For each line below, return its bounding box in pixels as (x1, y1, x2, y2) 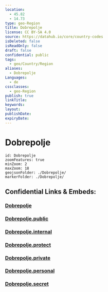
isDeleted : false (5, 39, 40, 44)
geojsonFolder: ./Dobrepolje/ (5, 170, 67, 175)
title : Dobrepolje (5, 25, 42, 30)
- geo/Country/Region (9, 61, 54, 66)
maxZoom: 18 (5, 166, 29, 171)
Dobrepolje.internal (5, 228, 52, 235)
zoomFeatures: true (5, 157, 45, 162)
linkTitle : (5, 98, 27, 103)
